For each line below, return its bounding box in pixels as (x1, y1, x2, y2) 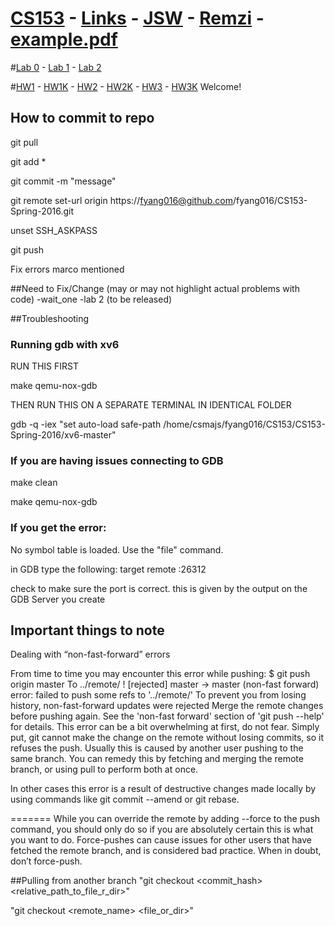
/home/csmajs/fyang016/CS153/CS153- (163, 418, 326, 431)
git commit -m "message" (10, 175, 117, 187)
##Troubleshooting (10, 312, 90, 324)
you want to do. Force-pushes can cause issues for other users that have (10, 834, 313, 846)
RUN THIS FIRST (10, 360, 80, 372)
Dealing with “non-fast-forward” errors (10, 648, 171, 661)
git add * (10, 155, 47, 167)
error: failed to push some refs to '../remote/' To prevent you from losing (10, 689, 307, 701)
